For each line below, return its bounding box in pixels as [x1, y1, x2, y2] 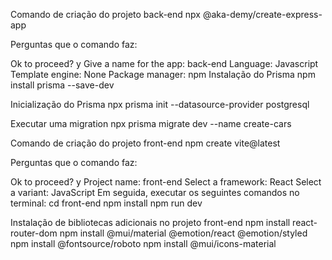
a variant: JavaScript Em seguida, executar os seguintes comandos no [10, 187, 300, 198]
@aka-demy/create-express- [202, 9, 323, 20]
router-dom [10, 227, 58, 239]
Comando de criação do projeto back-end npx [10, 9, 201, 20]
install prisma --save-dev [10, 79, 115, 91]
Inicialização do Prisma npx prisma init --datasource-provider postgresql [10, 99, 310, 110]
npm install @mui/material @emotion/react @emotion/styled [59, 227, 308, 239]
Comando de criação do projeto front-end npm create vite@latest [10, 137, 281, 149]
